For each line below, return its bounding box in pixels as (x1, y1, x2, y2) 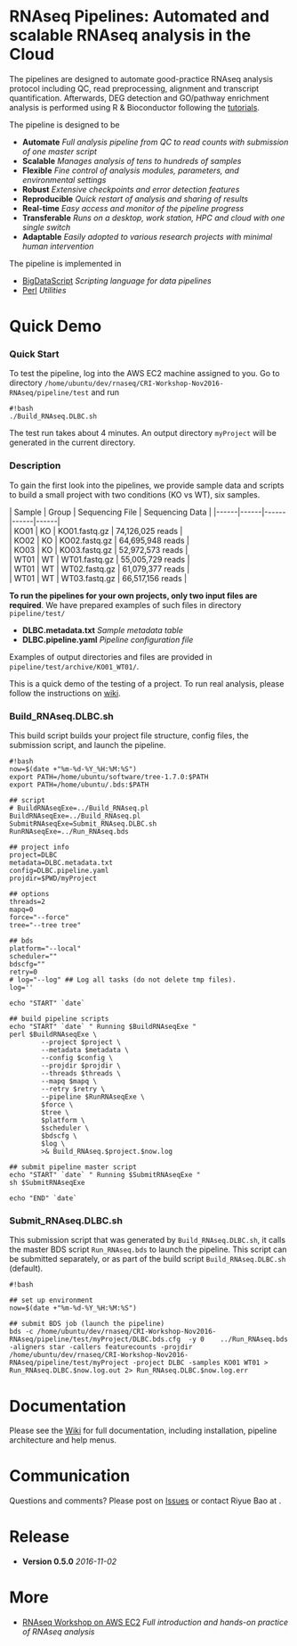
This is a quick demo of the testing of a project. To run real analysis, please (9, 678, 285, 688)
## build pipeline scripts (9, 1015, 109, 1024)
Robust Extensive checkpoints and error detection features (21, 184, 240, 194)
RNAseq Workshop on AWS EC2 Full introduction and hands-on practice (21, 1617, 289, 1628)
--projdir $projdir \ (41, 1061, 122, 1071)
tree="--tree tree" (9, 921, 82, 930)
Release (9, 1527, 69, 1547)
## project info (9, 843, 69, 852)
